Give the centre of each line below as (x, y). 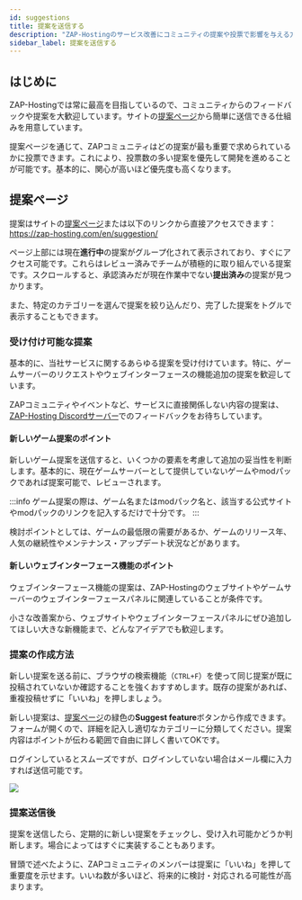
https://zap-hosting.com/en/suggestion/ (84, 233)
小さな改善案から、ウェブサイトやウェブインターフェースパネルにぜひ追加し (151, 617)
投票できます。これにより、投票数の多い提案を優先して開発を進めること (158, 157)
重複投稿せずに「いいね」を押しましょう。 (88, 697)
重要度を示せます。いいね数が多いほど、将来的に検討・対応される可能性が (147, 876)
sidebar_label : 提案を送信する (63, 43)
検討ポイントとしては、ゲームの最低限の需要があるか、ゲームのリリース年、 (151, 532)
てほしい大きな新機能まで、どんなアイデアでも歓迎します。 (119, 629)
